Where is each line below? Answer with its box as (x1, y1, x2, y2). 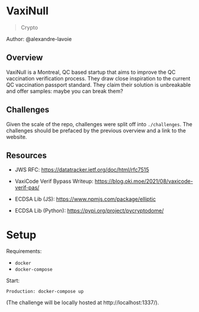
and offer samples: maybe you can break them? (6, 88, 123, 95)
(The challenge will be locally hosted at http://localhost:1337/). (6, 299, 159, 306)
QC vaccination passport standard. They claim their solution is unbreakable (6, 81, 191, 88)
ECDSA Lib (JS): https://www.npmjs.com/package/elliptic (14, 195, 156, 203)
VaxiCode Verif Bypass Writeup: (14, 177, 94, 185)
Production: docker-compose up (6, 289, 84, 295)
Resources (6, 150, 47, 160)
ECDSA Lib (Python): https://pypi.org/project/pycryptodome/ (14, 207, 164, 214)
